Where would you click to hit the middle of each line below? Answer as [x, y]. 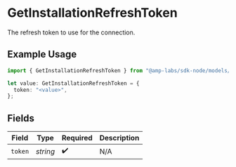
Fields [21, 118]
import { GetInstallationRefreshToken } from [75, 71]
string [45, 151]
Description [119, 138]
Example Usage [42, 54]
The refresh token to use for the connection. [71, 32]
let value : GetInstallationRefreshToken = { [73, 83]
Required [77, 138]
